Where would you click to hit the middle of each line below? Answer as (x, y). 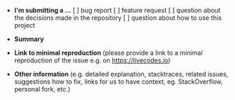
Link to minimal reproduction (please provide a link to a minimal (108, 53)
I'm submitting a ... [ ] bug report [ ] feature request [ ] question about (117, 10)
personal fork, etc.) (42, 89)
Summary (29, 39)
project (25, 25)
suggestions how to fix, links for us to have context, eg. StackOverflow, (118, 82)
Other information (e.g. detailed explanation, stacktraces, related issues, (121, 74)
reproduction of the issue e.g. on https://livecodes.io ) (92, 60)
